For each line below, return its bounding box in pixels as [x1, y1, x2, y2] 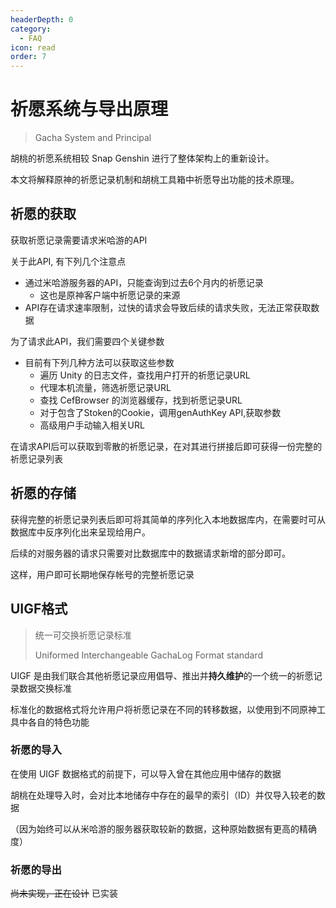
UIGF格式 [10, 601, 68, 618]
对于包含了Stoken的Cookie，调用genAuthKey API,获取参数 [39, 406, 282, 418]
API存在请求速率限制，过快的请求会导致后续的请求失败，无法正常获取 [24, 301, 312, 313]
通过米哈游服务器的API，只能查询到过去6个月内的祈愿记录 [24, 276, 264, 288]
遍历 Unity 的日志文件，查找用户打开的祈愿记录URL [39, 369, 251, 381]
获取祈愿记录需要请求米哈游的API [10, 234, 148, 246]
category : [10, 24, 52, 34]
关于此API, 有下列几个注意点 [10, 255, 127, 267]
